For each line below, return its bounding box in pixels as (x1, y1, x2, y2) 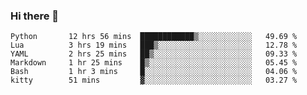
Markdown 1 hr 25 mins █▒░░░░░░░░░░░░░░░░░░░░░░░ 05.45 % (10, 58, 298, 68)
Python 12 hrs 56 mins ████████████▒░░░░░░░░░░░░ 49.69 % (10, 32, 298, 42)
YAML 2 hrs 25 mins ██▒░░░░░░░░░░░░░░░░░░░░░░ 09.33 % (10, 49, 298, 59)
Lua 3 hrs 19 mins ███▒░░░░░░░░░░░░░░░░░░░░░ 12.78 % (10, 40, 298, 51)
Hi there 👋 (10, 9, 60, 23)
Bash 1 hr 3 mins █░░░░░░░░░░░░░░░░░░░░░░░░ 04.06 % (10, 67, 298, 77)
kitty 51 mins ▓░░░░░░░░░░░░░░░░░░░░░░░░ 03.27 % (10, 75, 298, 86)
